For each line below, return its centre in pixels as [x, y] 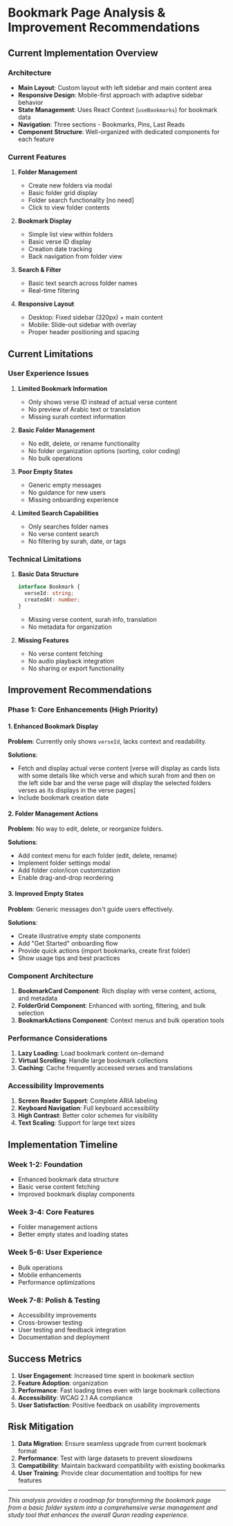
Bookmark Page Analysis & [87, 13]
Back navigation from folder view [75, 257]
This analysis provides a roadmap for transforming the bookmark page [110, 1500]
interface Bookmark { [49, 587]
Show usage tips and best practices [69, 958]
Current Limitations [51, 354]
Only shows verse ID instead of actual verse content [102, 402]
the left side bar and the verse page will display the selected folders [114, 783]
